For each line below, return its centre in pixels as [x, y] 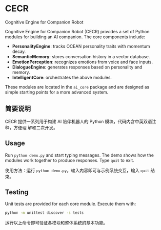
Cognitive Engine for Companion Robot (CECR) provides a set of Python [77, 31]
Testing [17, 192]
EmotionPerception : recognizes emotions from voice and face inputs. [82, 62]
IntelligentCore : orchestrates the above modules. [62, 77]
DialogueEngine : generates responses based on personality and [77, 67]
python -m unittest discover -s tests [44, 213]
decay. [19, 51]
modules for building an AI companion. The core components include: [75, 37]
